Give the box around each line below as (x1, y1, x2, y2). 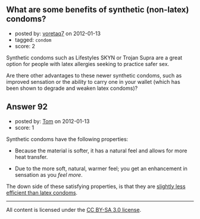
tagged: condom (14, 36, 52, 43)
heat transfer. (14, 153, 48, 160)
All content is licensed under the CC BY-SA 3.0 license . (6, 206, 142, 213)
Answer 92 (6, 102, 48, 112)
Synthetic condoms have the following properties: (6, 135, 129, 142)
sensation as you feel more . (14, 171, 83, 178)
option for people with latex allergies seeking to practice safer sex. (6, 60, 170, 67)
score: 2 (14, 42, 36, 49)
